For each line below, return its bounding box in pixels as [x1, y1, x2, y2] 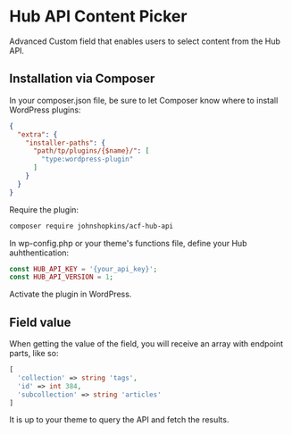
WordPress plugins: [9, 104, 81, 115]
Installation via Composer [9, 71, 155, 87]
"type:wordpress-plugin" [41, 154, 134, 164]
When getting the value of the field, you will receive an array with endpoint [9, 338, 284, 349]
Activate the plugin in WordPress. [9, 288, 132, 300]
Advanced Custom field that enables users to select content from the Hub [9, 36, 281, 46]
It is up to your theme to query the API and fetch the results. [9, 414, 229, 425]
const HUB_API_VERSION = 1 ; [9, 272, 114, 282]
